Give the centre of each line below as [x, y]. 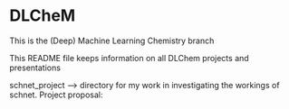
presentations [35, 68]
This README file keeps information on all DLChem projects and [129, 58]
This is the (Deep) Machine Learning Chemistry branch [112, 41]
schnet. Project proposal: [56, 95]
